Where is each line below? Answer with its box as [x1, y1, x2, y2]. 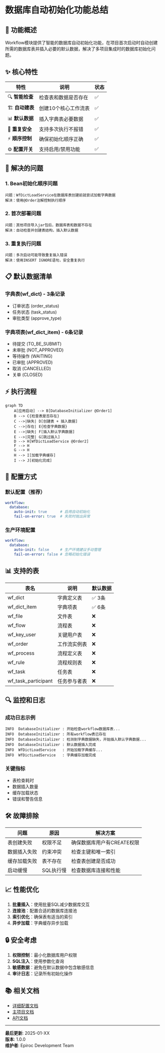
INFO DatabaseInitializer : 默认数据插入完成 [5, 742, 96, 747]
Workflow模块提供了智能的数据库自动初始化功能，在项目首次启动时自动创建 [5, 40, 158, 45]
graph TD [5, 403, 23, 408]
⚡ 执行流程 [5, 388, 37, 396]
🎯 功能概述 [5, 26, 37, 34]
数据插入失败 [7, 849, 38, 856]
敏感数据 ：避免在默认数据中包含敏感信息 [12, 965, 94, 971]
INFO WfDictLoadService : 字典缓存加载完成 [5, 753, 96, 758]
